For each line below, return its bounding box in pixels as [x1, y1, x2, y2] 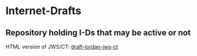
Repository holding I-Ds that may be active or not [5, 28, 191, 38]
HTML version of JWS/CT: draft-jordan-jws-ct [5, 43, 118, 50]
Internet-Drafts [5, 4, 81, 18]
